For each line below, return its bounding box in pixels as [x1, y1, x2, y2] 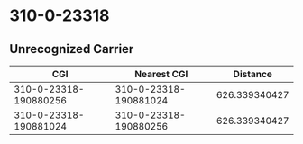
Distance [233, 68, 273, 80]
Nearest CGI [134, 68, 188, 80]
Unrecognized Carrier [9, 41, 134, 57]
